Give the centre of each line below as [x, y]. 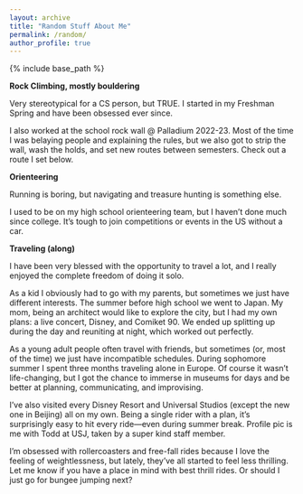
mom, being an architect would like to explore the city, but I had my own [143, 312]
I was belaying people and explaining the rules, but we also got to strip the [148, 140]
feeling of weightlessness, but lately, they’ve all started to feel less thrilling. [149, 461]
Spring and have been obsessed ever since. [91, 113]
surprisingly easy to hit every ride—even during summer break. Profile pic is [151, 424]
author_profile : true [50, 43]
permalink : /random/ [48, 34]
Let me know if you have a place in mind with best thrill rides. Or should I [145, 471]
